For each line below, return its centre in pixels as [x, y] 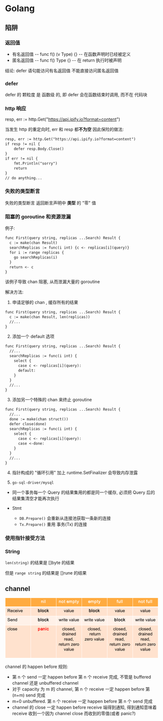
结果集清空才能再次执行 [36, 499]
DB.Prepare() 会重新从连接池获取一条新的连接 [65, 518]
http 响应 [16, 108]
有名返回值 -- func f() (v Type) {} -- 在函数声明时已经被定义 [71, 54]
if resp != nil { [23, 144]
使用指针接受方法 [25, 538]
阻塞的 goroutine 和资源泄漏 [38, 216]
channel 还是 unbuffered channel [45, 683]
